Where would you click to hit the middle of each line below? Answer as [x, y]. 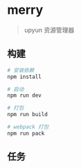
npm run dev [24, 95]
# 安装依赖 [21, 70]
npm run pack [26, 133]
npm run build [28, 115]
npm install [24, 77]
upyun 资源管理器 [49, 30]
